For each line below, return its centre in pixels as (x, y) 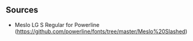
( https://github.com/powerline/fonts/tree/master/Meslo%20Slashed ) (101, 31)
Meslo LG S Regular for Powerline (57, 24)
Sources (22, 10)
